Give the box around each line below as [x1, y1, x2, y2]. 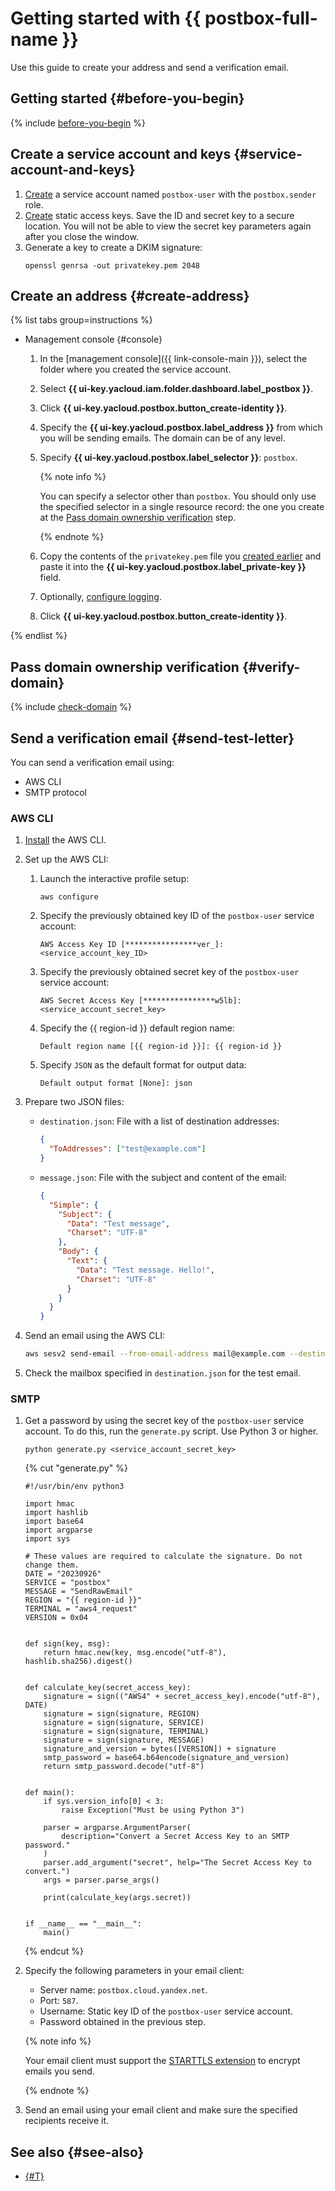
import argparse [24, 1525, 93, 1536]
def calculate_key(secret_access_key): [24, 1683, 192, 1693]
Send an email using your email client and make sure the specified [24, 2104, 298, 2116]
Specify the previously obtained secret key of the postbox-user [39, 966, 300, 978]
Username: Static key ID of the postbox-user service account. [39, 2005, 293, 2017]
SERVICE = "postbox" [24, 1578, 111, 1588]
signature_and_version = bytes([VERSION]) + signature [43, 1744, 277, 1754]
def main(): [24, 1788, 75, 1798]
